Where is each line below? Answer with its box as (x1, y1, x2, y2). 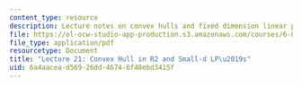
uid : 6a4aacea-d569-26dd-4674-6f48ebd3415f (9, 64, 175, 73)
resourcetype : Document (9, 47, 99, 56)
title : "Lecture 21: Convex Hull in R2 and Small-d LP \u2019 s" (9, 55, 252, 64)
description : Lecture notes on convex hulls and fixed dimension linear (9, 21, 288, 30)
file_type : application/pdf (9, 38, 115, 47)
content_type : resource (9, 13, 99, 22)
